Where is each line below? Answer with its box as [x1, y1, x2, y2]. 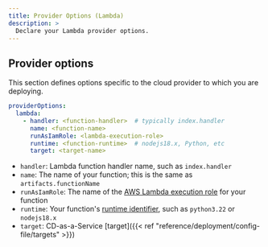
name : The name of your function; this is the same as [19, 170, 193, 179]
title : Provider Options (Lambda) [8, 11, 125, 20]
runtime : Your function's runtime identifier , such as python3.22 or [19, 204, 235, 214]
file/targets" [19, 230, 60, 240]
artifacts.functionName [19, 180, 101, 188]
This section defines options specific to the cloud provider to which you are [8, 78, 259, 88]
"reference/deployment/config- [155, 221, 260, 231]
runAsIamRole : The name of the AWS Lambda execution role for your [19, 187, 246, 197]
